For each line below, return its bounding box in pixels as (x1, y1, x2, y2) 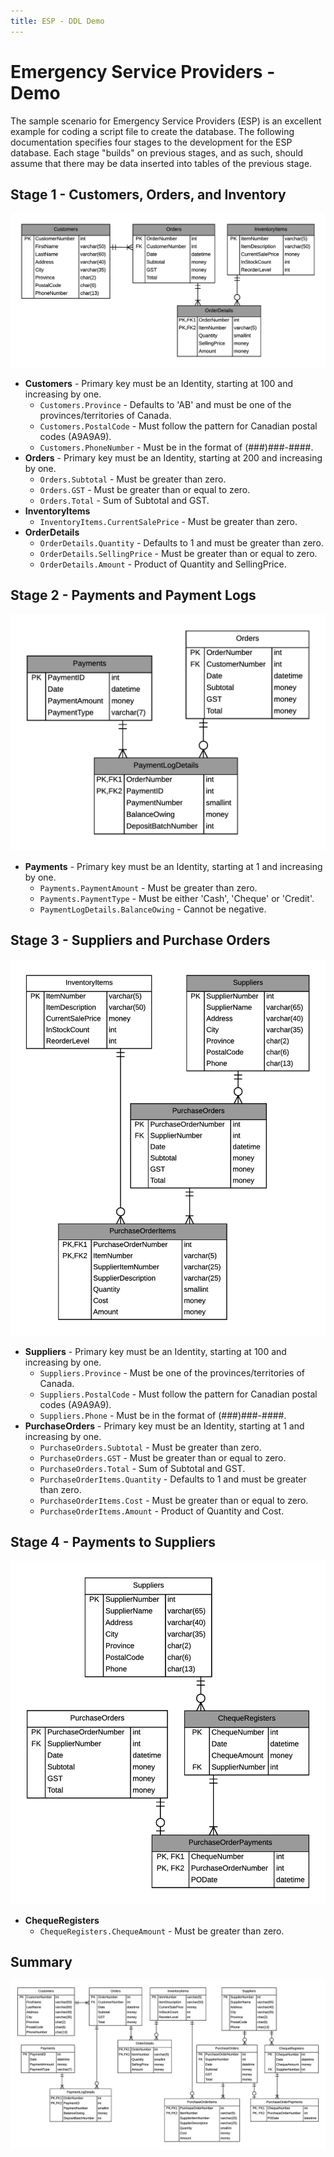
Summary (10, 1954, 73, 1971)
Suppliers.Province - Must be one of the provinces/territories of (39, 1366, 305, 1379)
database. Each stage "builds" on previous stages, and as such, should (10, 146, 304, 159)
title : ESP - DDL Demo (10, 16, 105, 26)
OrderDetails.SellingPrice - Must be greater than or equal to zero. (39, 547, 318, 559)
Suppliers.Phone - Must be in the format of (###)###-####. (39, 1409, 287, 1421)
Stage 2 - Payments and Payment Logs (10, 587, 257, 604)
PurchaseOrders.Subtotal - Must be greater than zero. (39, 1441, 262, 1453)
